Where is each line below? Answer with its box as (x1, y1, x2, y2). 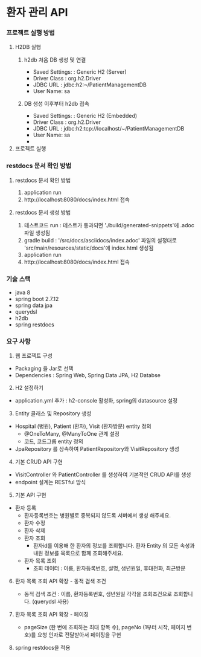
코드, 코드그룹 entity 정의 (24, 438, 83, 445)
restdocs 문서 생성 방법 (14, 209, 71, 216)
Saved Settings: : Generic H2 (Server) (33, 68, 127, 76)
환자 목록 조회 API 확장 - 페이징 (14, 611, 89, 618)
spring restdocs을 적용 (14, 644, 71, 652)
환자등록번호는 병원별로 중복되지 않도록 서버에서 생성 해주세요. (24, 512, 171, 519)
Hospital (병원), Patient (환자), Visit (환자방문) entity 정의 (14, 422, 152, 430)
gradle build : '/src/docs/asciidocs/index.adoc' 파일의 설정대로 (24, 236, 177, 244)
